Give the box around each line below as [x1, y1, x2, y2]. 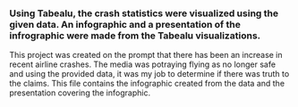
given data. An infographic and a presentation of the [9, 18, 242, 30]
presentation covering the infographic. [9, 87, 150, 98]
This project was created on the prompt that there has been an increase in [9, 50, 284, 61]
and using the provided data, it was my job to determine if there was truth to [9, 69, 290, 79]
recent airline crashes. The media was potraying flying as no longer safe [9, 59, 276, 70]
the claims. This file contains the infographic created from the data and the [9, 78, 285, 89]
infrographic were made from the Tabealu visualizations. [9, 29, 261, 42]
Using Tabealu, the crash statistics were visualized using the [9, 7, 279, 20]
